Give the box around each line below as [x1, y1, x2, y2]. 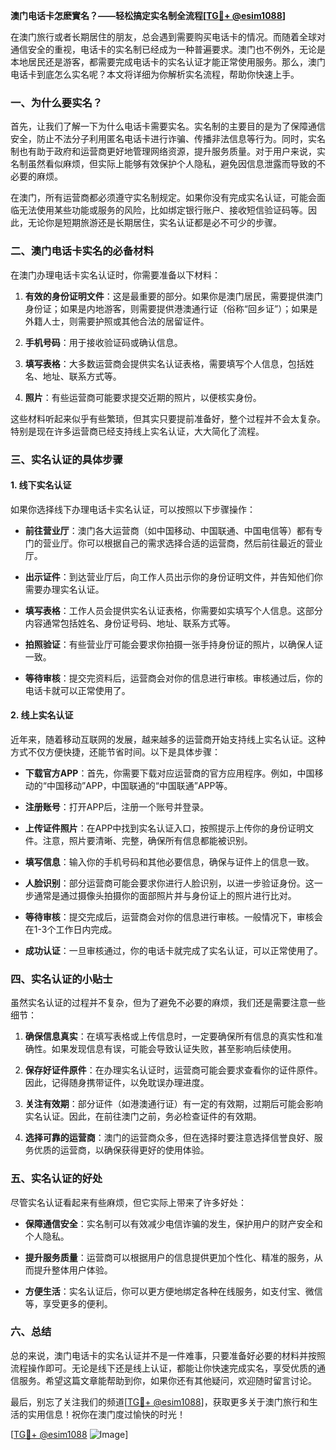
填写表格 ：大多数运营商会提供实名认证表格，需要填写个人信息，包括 [24, 357, 306, 369]
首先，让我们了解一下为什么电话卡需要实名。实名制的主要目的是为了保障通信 [10, 120, 326, 133]
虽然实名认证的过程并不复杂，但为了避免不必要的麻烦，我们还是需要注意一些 [10, 997, 326, 1009]
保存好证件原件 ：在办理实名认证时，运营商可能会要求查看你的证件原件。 [24, 1064, 323, 1076]
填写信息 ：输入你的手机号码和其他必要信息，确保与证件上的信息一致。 [24, 855, 315, 868]
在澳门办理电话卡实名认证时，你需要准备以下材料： [10, 269, 221, 281]
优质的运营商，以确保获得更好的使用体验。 [33, 1144, 210, 1156]
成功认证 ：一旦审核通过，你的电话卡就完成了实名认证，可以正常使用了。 [24, 944, 323, 956]
